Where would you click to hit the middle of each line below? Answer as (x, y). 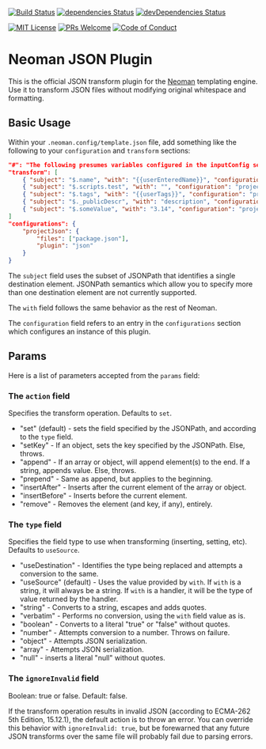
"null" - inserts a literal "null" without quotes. (93, 658)
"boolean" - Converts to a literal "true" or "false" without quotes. (125, 624)
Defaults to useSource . (44, 550)
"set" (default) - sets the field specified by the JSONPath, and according (138, 429)
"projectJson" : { (51, 231)
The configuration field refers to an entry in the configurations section (125, 323)
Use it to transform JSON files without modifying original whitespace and (127, 89)
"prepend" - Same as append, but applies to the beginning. (116, 479)
